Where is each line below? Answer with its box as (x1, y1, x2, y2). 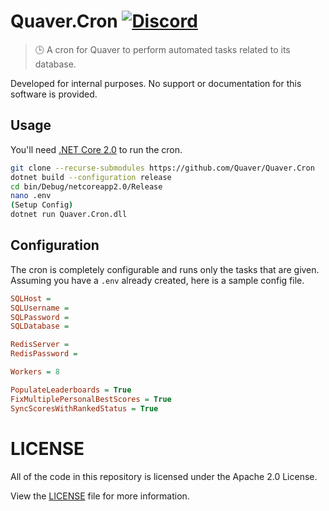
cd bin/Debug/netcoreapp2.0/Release (10, 181, 163, 192)
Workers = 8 (10, 367, 60, 377)
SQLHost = (10, 293, 52, 304)
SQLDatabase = (10, 321, 70, 332)
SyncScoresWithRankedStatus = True (10, 403, 159, 414)
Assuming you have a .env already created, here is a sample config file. (10, 274, 305, 286)
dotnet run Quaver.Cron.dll (10, 210, 128, 220)
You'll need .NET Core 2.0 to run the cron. (10, 143, 183, 155)
